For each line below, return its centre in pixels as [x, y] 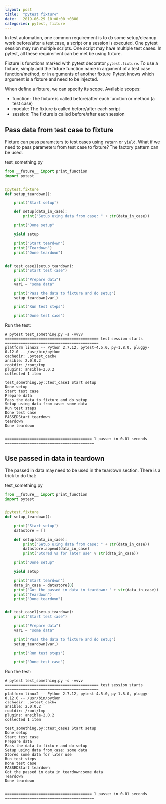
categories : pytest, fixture [35, 24]
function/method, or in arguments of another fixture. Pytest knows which [80, 74]
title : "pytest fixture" [32, 14]
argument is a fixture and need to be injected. [52, 79]
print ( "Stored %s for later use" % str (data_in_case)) [81, 553]
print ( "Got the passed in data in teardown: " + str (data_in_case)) [86, 590]
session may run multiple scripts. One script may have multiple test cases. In [83, 48]
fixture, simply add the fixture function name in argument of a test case [78, 69]
